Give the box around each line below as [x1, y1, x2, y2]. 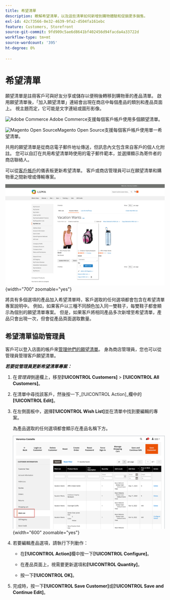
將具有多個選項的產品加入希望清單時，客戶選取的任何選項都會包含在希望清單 [5, 297, 165, 303]
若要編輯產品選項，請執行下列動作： [12, 540, 89, 546]
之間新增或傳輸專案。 [14, 174, 59, 180]
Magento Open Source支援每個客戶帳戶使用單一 [57, 127, 158, 133]
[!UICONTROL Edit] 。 [12, 397, 58, 404]
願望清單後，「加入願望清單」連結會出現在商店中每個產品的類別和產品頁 [9, 99, 158, 105]
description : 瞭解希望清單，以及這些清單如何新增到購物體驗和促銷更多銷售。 [5, 13, 148, 19]
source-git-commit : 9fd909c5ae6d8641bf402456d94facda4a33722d [5, 29, 139, 35]
